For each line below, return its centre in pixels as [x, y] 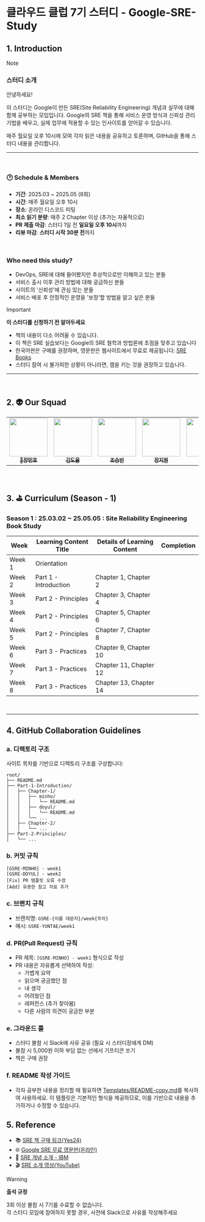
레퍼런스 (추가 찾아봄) [50, 1003]
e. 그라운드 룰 [25, 1028]
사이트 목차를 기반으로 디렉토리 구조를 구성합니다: [65, 764]
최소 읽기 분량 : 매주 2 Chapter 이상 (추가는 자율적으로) [80, 217]
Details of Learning [125, 542]
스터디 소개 [22, 80]
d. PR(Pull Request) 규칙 [42, 943]
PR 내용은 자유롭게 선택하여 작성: [54, 965]
